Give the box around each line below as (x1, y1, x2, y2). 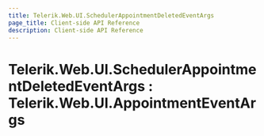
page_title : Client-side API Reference (8, 19, 140, 27)
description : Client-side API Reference (8, 26, 144, 34)
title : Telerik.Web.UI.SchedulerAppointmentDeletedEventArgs (8, 11, 215, 20)
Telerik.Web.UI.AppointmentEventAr (8, 94, 256, 111)
